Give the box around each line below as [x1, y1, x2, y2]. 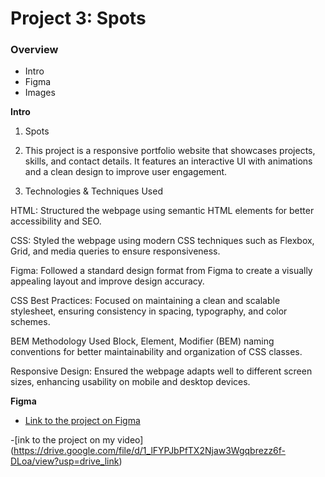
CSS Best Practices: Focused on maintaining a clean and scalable [10, 295, 281, 307]
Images [24, 87, 56, 99]
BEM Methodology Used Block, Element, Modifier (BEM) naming [10, 335, 275, 347]
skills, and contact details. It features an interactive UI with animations [24, 155, 313, 167]
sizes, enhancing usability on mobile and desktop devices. [10, 376, 251, 388]
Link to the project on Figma [24, 415, 141, 427]
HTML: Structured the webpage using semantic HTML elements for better [10, 205, 315, 217]
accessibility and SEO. [10, 215, 102, 227]
